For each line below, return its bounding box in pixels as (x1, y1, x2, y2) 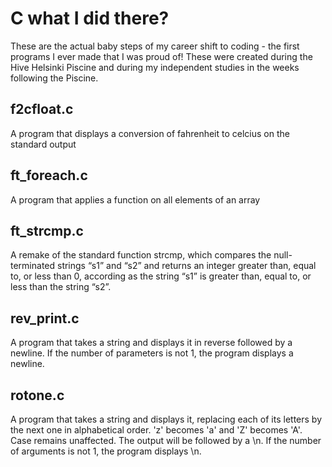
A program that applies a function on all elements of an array (10, 193, 261, 206)
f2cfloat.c (10, 101, 74, 118)
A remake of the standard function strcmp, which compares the (10, 249, 272, 261)
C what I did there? (10, 7, 170, 30)
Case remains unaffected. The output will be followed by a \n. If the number (10, 435, 322, 446)
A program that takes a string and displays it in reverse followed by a (10, 337, 293, 349)
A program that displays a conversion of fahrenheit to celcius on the (10, 127, 290, 139)
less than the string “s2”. (10, 281, 112, 293)
